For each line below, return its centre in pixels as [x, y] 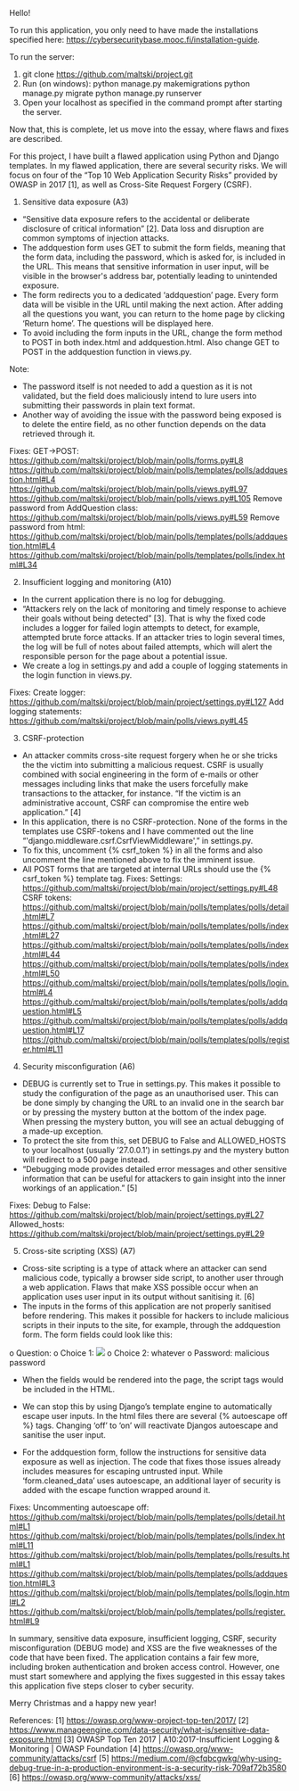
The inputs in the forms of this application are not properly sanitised [146, 1306]
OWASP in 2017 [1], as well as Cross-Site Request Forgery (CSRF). [130, 185]
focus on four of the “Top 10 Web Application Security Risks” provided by [144, 175]
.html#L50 [41, 973]
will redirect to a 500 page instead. [86, 1160]
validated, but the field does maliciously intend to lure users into [139, 396]
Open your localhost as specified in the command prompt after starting [152, 103]
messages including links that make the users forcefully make [135, 784]
